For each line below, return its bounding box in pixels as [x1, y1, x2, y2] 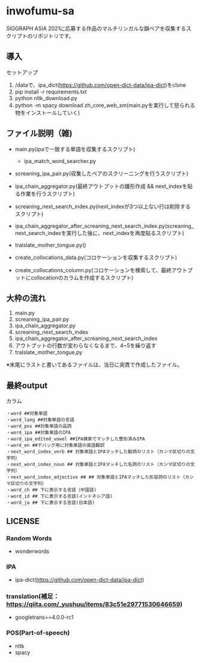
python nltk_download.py [14, 94, 78, 101]
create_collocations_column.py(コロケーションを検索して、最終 [14, 266, 172, 273]
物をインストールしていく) [14, 109, 80, 116]
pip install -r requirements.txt [14, 88, 87, 95]
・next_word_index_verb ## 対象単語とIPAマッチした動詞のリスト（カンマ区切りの [6, 449, 191, 455]
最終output [6, 380, 48, 390]
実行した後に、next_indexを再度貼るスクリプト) [66, 229, 185, 236]
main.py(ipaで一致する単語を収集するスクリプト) [14, 145, 136, 152]
